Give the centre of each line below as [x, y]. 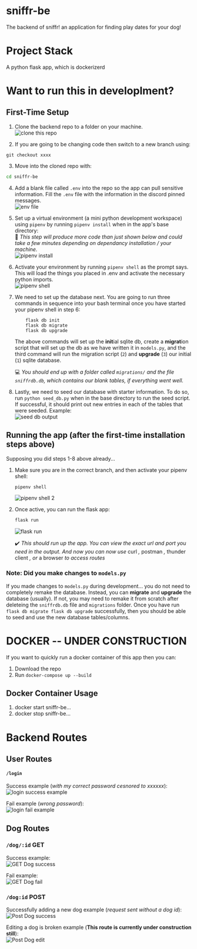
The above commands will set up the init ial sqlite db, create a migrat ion [102, 341]
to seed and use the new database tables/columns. [68, 617]
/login [14, 773]
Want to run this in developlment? [90, 91]
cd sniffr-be [22, 177]
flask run [27, 520]
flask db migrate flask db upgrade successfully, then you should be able [96, 611]
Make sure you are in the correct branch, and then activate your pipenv [101, 470]
